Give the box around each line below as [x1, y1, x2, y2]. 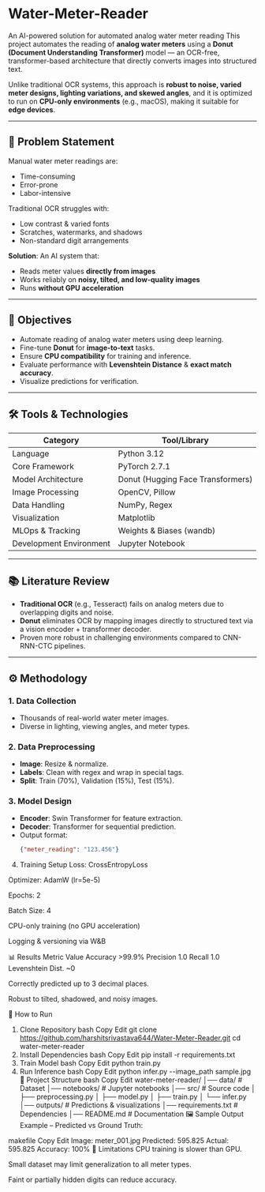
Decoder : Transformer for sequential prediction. [19, 822, 177, 832]
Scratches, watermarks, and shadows [19, 227, 143, 237]
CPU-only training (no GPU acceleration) [8, 921, 140, 931]
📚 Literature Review [8, 574, 110, 588]
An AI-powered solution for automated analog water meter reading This [8, 31, 241, 40]
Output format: [19, 830, 69, 840]
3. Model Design [8, 795, 73, 807]
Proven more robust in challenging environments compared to [19, 633, 222, 642]
